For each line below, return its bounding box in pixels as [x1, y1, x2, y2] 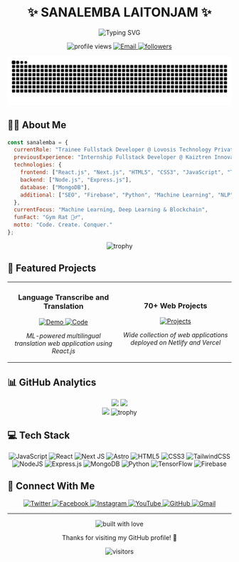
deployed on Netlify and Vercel [130, 339, 221, 347]
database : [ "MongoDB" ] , [20, 184, 91, 191]
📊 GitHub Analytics [7, 376, 97, 388]
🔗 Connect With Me [7, 480, 95, 492]
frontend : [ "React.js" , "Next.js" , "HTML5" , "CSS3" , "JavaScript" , [20, 169, 224, 176]
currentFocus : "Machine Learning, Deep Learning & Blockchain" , [14, 206, 208, 213]
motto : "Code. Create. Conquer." [14, 221, 113, 228]
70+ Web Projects [143, 300, 208, 310]
